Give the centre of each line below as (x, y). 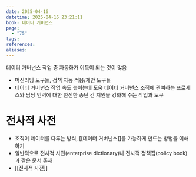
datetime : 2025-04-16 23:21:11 (44, 17)
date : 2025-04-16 (27, 12)
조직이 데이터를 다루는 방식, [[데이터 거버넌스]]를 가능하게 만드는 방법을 (96, 138)
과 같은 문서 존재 (34, 160)
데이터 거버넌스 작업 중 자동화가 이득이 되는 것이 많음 (67, 67)
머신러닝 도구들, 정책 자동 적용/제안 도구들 (63, 80)
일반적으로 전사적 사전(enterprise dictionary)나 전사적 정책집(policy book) (101, 153)
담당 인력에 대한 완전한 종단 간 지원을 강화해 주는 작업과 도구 (94, 94)
